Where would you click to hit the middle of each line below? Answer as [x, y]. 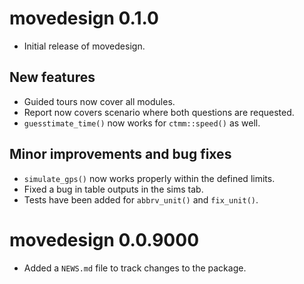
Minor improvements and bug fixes [120, 154]
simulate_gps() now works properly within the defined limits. [149, 178]
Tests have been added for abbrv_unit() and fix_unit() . [141, 199]
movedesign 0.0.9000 [104, 239]
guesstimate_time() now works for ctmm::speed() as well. [142, 123]
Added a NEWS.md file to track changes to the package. [135, 268]
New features [52, 77]
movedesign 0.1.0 [84, 18]
